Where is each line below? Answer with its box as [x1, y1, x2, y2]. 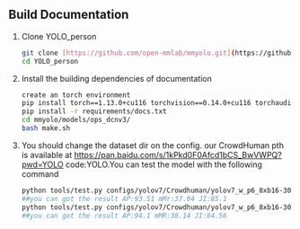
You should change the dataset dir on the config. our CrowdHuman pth [21, 139, 285, 151]
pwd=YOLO [21, 159, 64, 170]
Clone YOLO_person [21, 31, 97, 41]
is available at [21, 149, 73, 160]
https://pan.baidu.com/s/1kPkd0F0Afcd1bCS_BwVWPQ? [74, 149, 282, 160]
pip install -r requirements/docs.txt [21, 107, 167, 116]
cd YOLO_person [21, 57, 79, 66]
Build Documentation [8, 7, 129, 22]
